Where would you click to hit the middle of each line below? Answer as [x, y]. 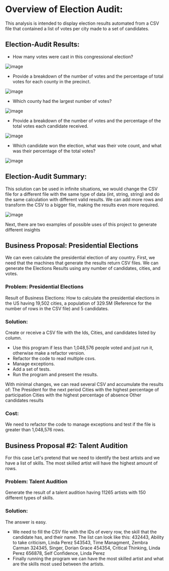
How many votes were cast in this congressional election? [73, 56]
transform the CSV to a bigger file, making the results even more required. [82, 205]
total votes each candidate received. [50, 126]
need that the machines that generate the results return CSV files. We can [82, 263]
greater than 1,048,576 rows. [35, 430]
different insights [23, 230]
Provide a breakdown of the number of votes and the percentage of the [87, 121]
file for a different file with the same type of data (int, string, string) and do [82, 194]
